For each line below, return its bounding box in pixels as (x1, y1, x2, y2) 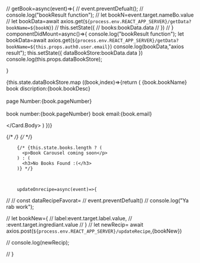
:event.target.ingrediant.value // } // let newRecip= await (6, 221, 144, 228)
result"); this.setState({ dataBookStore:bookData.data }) (6, 49, 143, 56)
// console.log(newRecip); (6, 239, 70, 246)
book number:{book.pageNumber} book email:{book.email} (6, 110, 152, 117)
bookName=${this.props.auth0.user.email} (6, 44, 111, 50)
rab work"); (6, 203, 35, 210)
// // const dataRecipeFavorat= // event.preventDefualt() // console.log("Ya (6, 197, 189, 204)
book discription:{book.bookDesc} (6, 85, 90, 92)
